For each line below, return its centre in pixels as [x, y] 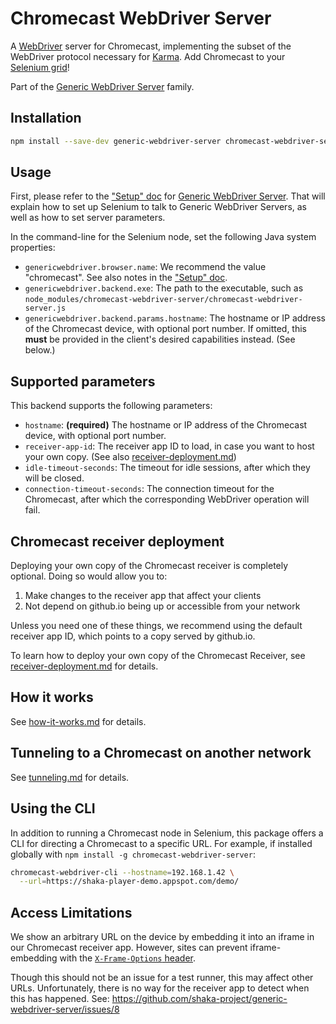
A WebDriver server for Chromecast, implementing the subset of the [151, 46]
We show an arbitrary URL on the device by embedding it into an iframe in [162, 937]
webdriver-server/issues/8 [65, 1009]
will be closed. [54, 478]
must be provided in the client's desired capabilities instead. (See [160, 339]
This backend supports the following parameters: [111, 406]
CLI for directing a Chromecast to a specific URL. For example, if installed [161, 843]
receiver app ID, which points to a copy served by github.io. [133, 636]
